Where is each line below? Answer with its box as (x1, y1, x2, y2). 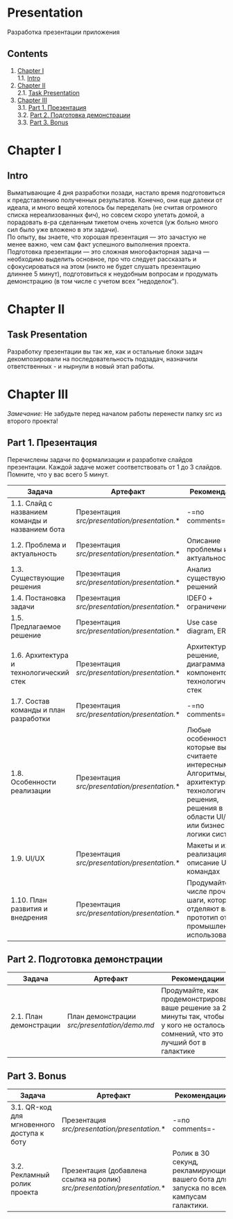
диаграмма (187, 658, 225, 668)
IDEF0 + (187, 592, 214, 602)
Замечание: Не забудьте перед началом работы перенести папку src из (7, 409, 223, 417)
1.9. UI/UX (10, 853, 45, 863)
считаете (187, 751, 218, 761)
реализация (187, 849, 227, 859)
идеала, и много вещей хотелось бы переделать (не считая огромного (7, 203, 218, 211)
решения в (187, 803, 223, 813)
